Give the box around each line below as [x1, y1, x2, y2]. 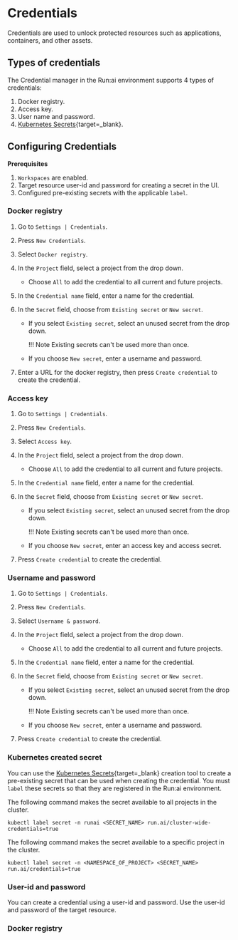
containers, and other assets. [7, 36, 93, 44]
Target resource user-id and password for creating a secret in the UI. [17, 180, 220, 190]
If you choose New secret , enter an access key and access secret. [28, 542, 222, 550]
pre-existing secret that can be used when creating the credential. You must [7, 776, 230, 785]
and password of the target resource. [7, 906, 117, 914]
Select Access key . [17, 437, 72, 446]
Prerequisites [7, 159, 48, 168]
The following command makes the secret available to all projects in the [7, 797, 217, 806]
